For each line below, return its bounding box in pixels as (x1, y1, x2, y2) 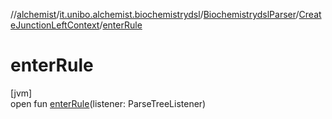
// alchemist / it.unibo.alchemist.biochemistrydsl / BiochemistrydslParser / (10, 9, 300, 20)
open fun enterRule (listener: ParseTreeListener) (10, 97, 207, 109)
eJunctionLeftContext (10, 19, 100, 31)
